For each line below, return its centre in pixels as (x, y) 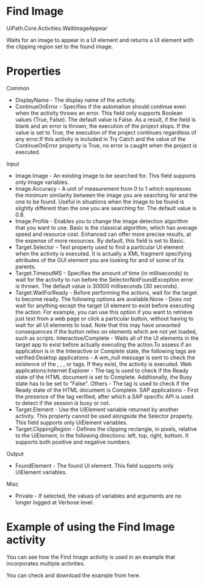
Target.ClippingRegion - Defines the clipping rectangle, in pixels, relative (106, 429)
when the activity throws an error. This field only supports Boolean (99, 113)
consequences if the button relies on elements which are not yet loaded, (106, 331)
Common (18, 88)
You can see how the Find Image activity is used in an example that (91, 557)
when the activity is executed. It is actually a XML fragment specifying (103, 253)
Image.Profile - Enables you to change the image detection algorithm (102, 221)
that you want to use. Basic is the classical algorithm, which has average (106, 227)
